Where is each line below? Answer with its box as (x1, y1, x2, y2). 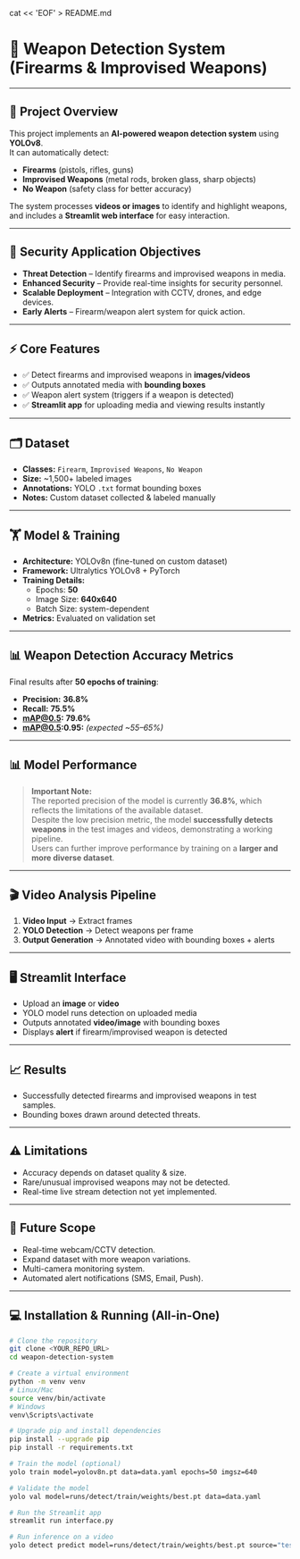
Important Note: (30, 785, 92, 796)
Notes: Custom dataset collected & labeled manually (21, 492, 216, 503)
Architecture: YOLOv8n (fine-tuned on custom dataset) (21, 556, 228, 566)
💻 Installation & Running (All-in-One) (9, 1308, 221, 1323)
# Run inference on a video (9, 1532, 114, 1542)
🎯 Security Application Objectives (9, 245, 201, 260)
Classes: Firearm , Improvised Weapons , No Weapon (21, 464, 203, 474)
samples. (21, 1100, 56, 1111)
